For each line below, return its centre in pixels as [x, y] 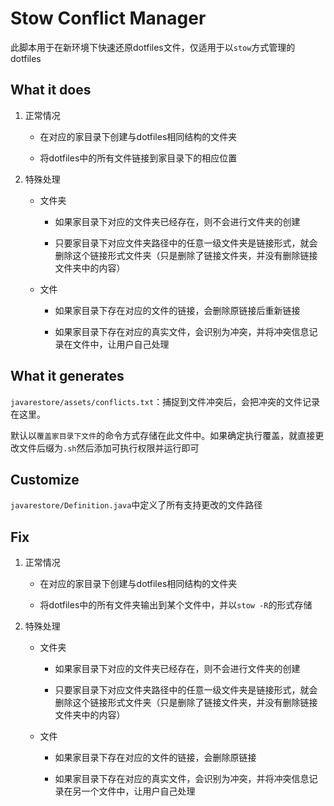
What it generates [67, 376]
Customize [45, 479]
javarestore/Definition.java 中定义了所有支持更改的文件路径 [136, 505]
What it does [51, 90]
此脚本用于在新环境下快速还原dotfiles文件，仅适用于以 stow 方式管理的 [153, 47]
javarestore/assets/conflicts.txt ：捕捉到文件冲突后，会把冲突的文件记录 [165, 401]
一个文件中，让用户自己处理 [138, 791]
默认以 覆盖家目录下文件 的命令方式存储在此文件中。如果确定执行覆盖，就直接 [163, 435]
